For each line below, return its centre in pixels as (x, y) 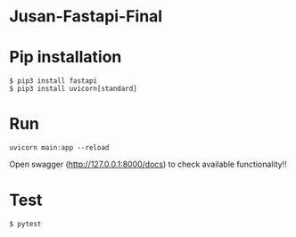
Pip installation (66, 57)
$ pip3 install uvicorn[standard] (74, 89)
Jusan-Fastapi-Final (86, 16)
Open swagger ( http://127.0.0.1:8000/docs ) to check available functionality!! (148, 164)
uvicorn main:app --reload (59, 148)
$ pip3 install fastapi (53, 81)
